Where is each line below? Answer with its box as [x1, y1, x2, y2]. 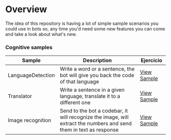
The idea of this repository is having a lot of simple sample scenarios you [5, 20, 159, 26]
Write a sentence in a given [60, 86, 125, 93]
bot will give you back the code [60, 72, 134, 79]
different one [60, 99, 91, 106]
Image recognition [8, 117, 51, 124]
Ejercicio [140, 57, 163, 64]
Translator [8, 93, 32, 100]
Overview [5, 4, 47, 15]
